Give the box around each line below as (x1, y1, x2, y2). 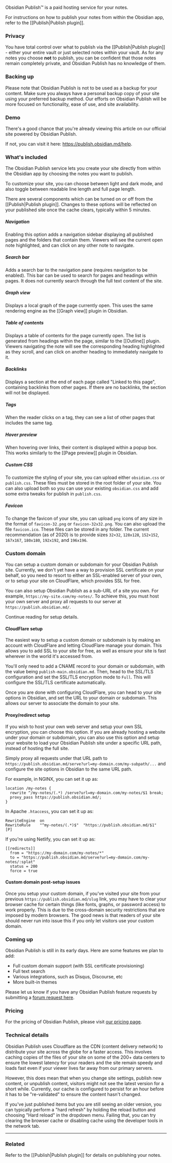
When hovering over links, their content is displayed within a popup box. (5, 444, 158, 450)
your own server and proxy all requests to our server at (5, 599, 122, 605)
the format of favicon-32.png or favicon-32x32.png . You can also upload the (5, 520, 165, 526)
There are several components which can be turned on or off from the (5, 196, 153, 202)
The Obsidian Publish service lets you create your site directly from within (5, 165, 161, 171)
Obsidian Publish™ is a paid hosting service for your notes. (5, 5, 128, 10)
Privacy (5, 32, 25, 39)
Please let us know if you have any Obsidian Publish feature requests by (5, 989, 157, 995)
